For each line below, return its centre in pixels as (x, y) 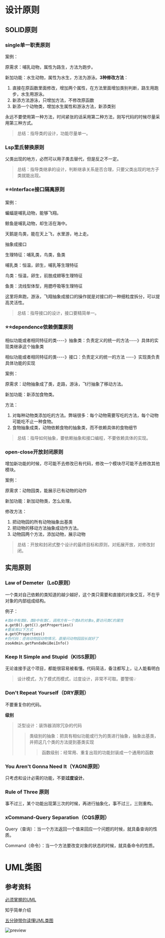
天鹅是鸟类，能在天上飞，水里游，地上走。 (48, 234)
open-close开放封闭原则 (34, 452)
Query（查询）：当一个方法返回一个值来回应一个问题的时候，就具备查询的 (79, 829)
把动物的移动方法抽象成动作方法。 (47, 528)
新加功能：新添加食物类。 (31, 394)
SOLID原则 (21, 30)
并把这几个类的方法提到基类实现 (62, 742)
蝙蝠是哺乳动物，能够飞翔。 (33, 213)
